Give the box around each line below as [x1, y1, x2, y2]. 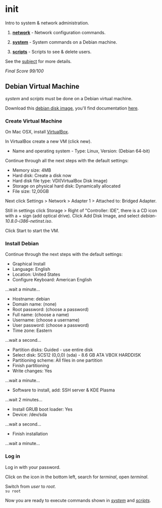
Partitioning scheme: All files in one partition [12, 357, 103, 363]
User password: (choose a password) [12, 322, 89, 328]
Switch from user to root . [5, 483, 56, 489]
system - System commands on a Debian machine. [12, 39, 117, 45]
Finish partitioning [12, 363, 50, 369]
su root [5, 489, 21, 494]
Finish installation [12, 431, 48, 437]
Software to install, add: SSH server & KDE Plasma [12, 387, 115, 393]
